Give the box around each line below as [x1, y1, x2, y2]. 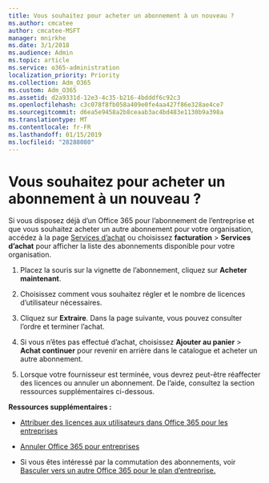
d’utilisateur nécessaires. [19, 297, 102, 308]
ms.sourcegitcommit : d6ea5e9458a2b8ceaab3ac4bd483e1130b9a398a [8, 109, 224, 117]
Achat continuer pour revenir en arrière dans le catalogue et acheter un [19, 345, 258, 356]
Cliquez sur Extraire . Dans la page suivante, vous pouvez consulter [19, 313, 243, 323]
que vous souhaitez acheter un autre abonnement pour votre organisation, [8, 225, 254, 234]
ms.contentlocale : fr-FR [8, 123, 91, 131]
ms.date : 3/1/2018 [8, 42, 70, 50]
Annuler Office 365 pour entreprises [19, 441, 140, 452]
